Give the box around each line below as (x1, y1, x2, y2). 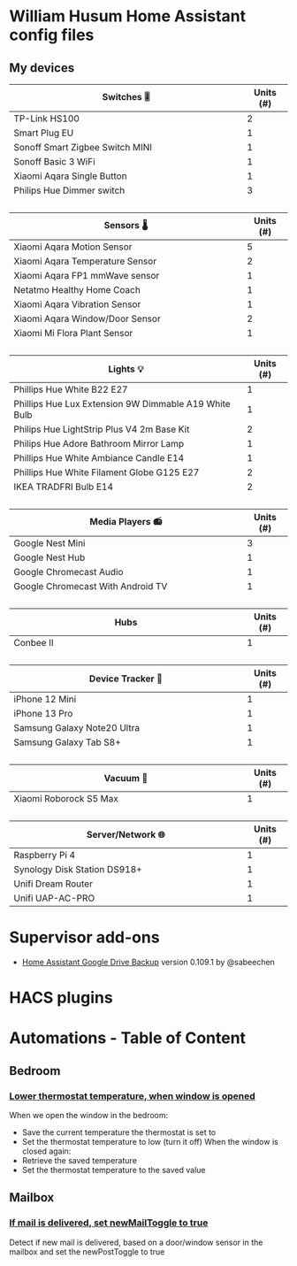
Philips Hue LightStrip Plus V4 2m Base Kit (13, 423, 190, 435)
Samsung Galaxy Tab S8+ (13, 736, 121, 748)
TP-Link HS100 (13, 112, 80, 125)
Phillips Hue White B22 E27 (13, 383, 128, 395)
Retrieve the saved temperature (21, 1155, 137, 1165)
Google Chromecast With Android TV (13, 580, 168, 592)
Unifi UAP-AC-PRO (13, 892, 95, 904)
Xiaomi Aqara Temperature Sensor (13, 255, 157, 267)
